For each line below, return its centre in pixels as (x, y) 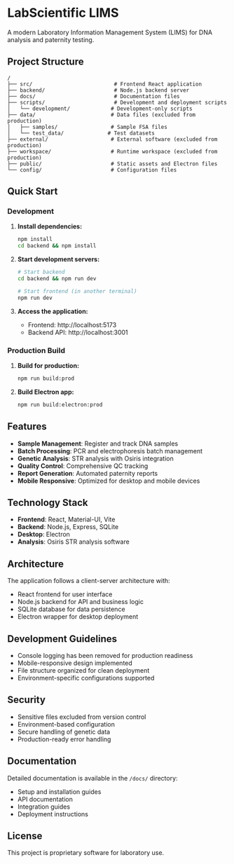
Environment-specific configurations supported (86, 678)
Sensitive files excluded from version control (82, 717)
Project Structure (46, 62)
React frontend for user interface (65, 594)
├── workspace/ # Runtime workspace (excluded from (112, 151)
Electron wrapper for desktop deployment (78, 617)
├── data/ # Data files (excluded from (102, 115)
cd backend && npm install (57, 246)
